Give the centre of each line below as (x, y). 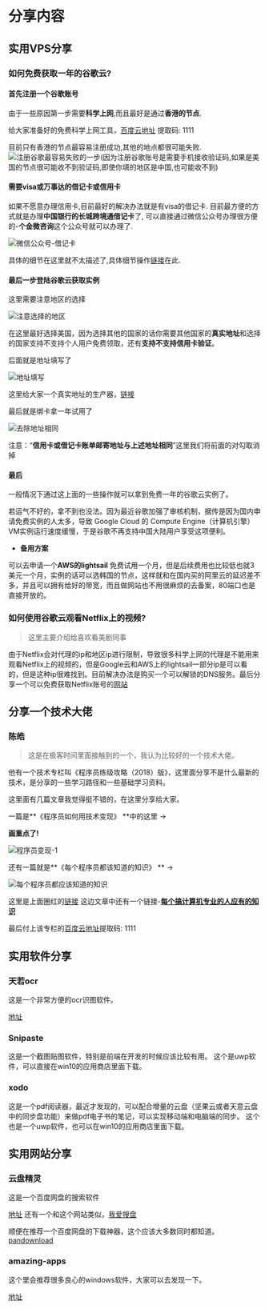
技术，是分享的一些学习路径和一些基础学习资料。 (89, 783)
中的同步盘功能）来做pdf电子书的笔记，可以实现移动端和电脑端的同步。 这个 (134, 1116)
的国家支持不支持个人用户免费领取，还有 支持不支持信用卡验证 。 (113, 343)
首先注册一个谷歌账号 (43, 94)
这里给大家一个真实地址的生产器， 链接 (71, 394)
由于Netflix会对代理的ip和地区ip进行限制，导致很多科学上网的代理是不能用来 (134, 654)
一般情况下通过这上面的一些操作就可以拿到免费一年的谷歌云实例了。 (120, 494)
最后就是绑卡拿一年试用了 (50, 411)
